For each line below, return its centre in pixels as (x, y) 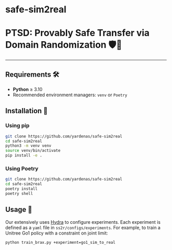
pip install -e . (24, 155)
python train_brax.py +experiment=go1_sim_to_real (60, 242)
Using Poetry (22, 168)
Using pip (17, 126)
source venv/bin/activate (33, 151)
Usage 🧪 (19, 210)
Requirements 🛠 (33, 74)
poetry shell (19, 193)
